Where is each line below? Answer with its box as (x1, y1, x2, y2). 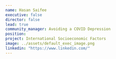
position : (5, 31, 27, 36)
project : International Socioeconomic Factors (5, 36, 106, 42)
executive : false (5, 12, 42, 17)
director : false (5, 17, 40, 22)
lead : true (5, 22, 29, 27)
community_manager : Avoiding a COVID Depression (5, 27, 111, 32)
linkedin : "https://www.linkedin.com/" (5, 46, 90, 51)
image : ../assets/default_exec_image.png (5, 41, 95, 46)
